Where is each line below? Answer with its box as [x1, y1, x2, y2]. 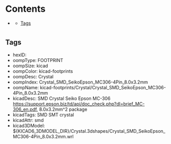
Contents [5, 3, 46, 15]
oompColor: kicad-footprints [12, 68, 73, 74]
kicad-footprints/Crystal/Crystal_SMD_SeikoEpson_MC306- [40, 84, 166, 90]
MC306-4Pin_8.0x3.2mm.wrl [12, 133, 74, 139]
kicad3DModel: [12, 122, 45, 129]
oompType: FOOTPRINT [12, 57, 63, 63]
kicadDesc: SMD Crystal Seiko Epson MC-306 [12, 95, 111, 101]
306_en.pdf [12, 106, 37, 112]
